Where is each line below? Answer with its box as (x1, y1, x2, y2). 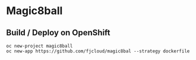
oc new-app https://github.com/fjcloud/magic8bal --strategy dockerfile (6, 48, 190, 54)
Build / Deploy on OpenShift (6, 28, 111, 38)
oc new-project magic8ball (6, 43, 73, 49)
